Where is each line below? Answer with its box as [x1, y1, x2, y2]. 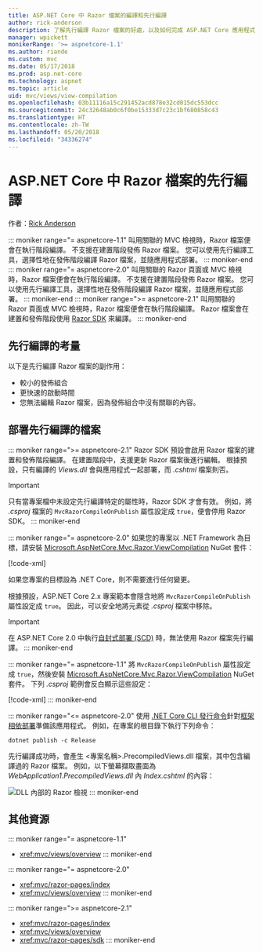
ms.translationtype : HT [8, 114, 86, 122]
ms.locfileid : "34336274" [8, 135, 92, 144]
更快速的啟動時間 [19, 388, 75, 397]
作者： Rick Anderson [8, 219, 77, 228]
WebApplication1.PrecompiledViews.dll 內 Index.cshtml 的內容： [8, 771, 214, 781]
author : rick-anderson [8, 19, 82, 27]
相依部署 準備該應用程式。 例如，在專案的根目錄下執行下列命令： [8, 721, 216, 731]
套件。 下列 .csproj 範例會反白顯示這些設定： [8, 680, 153, 689]
